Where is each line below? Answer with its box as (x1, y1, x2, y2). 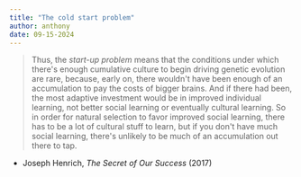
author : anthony (9, 22, 70, 31)
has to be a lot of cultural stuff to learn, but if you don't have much (31, 121, 278, 132)
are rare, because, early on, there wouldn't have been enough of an (31, 74, 283, 84)
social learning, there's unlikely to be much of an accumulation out (31, 131, 278, 142)
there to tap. (31, 140, 78, 151)
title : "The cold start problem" (9, 13, 135, 22)
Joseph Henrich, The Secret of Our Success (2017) (22, 158, 213, 169)
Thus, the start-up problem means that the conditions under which (31, 55, 279, 66)
